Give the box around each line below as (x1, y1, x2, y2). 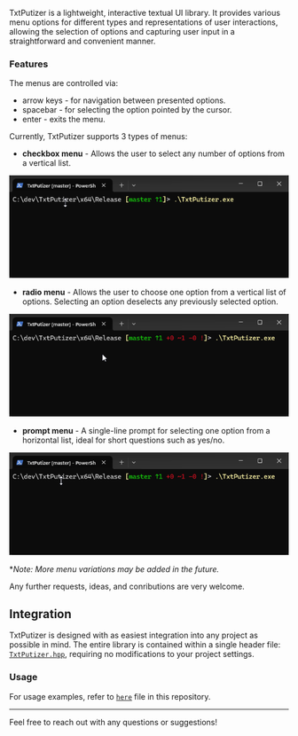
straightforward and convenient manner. (9, 35, 156, 46)
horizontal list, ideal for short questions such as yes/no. (21, 435, 225, 445)
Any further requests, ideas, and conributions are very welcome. (9, 581, 246, 591)
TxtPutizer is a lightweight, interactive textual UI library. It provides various (9, 8, 281, 18)
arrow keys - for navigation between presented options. (21, 95, 226, 106)
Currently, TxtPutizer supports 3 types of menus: (9, 131, 188, 142)
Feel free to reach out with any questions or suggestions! (9, 716, 218, 727)
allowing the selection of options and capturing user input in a (9, 27, 235, 36)
